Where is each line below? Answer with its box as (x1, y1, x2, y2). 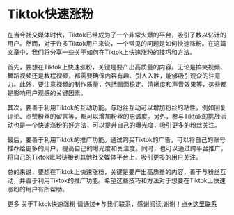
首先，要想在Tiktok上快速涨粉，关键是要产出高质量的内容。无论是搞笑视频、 (7, 62, 226, 71)
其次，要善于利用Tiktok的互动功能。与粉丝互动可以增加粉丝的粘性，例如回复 (7, 103, 226, 112)
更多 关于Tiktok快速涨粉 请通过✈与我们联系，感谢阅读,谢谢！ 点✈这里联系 (7, 199, 218, 208)
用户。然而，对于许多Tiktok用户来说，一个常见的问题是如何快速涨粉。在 (7, 39, 214, 47)
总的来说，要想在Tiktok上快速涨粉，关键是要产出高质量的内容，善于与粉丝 (7, 167, 221, 175)
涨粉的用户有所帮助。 (7, 184, 68, 193)
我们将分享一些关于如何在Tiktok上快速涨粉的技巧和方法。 (31, 48, 196, 56)
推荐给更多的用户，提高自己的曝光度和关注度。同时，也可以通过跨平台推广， (7, 144, 227, 153)
